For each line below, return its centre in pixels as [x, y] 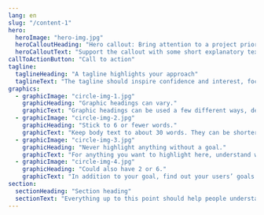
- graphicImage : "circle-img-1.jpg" [75, 96]
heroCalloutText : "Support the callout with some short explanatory [130, 52]
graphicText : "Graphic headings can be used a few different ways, [135, 111]
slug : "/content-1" [40, 23]
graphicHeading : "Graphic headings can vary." [100, 103]
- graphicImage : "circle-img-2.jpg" [75, 118]
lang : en [22, 15]
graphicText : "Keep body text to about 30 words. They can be [126, 132]
